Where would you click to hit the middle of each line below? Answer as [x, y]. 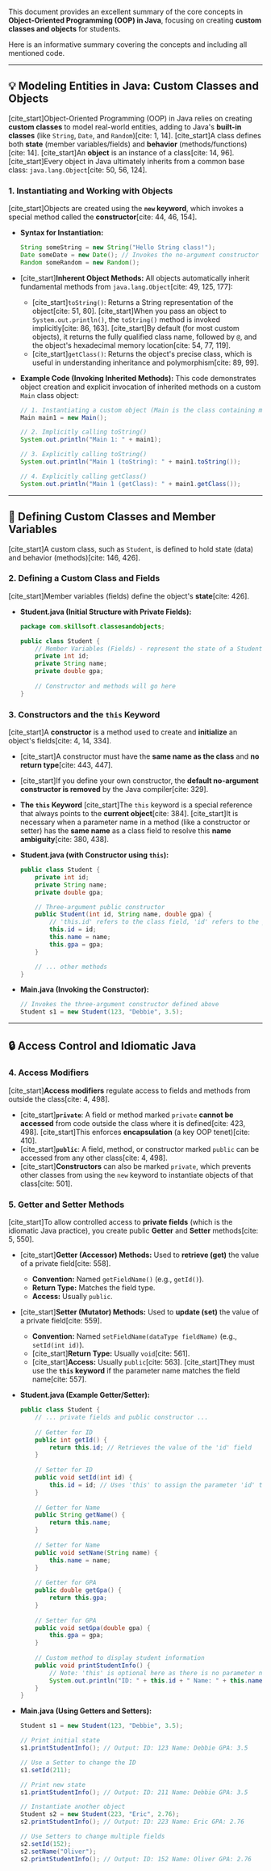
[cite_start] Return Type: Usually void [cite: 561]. [111, 1353]
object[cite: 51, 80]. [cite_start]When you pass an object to [129, 311]
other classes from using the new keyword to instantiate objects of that [137, 1175]
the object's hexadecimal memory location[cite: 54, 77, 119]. [131, 345]
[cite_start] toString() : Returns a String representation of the [133, 302]
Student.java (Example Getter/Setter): [85, 1395]
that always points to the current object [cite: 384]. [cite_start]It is [129, 814]
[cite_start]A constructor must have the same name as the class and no [140, 756]
